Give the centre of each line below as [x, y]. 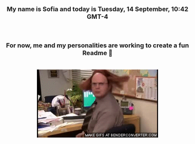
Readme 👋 [97, 53]
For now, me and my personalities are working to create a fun [97, 45]
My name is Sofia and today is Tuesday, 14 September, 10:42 [97, 9]
